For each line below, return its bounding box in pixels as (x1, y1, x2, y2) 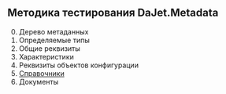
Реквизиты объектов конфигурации (18, 60, 139, 70)
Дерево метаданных (18, 27, 89, 36)
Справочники (18, 68, 65, 78)
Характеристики (18, 52, 74, 61)
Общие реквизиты (18, 43, 80, 53)
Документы (18, 77, 59, 86)
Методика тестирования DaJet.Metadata (7, 6, 219, 20)
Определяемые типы (18, 35, 90, 45)
